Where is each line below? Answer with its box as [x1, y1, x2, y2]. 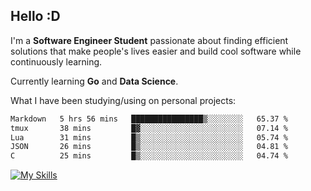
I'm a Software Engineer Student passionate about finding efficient [10, 34, 289, 46]
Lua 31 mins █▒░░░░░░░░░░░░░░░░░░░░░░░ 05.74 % [10, 132, 288, 143]
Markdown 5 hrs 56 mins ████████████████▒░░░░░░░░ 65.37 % [10, 114, 288, 124]
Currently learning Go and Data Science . [10, 75, 179, 87]
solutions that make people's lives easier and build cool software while [10, 45, 302, 57]
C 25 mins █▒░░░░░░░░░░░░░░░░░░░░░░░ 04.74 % [10, 151, 288, 161]
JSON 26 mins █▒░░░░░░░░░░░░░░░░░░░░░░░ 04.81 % [10, 142, 288, 152]
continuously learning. [10, 55, 103, 68]
